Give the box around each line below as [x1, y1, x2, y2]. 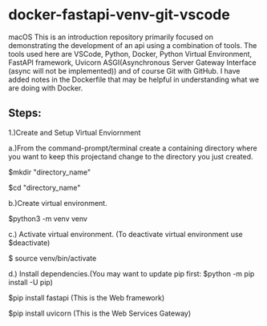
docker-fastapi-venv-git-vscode [8, 6, 230, 24]
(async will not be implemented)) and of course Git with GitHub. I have [8, 66, 241, 75]
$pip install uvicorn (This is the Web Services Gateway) [8, 308, 192, 318]
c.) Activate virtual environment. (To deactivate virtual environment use [8, 229, 243, 239]
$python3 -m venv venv [8, 214, 88, 223]
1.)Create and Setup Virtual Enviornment [8, 127, 141, 137]
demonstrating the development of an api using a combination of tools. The [8, 40, 257, 50]
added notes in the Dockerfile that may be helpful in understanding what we [8, 74, 259, 84]
